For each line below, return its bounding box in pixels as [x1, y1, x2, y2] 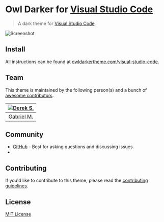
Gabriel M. [8, 113, 34, 120]
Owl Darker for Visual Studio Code [5, 4, 153, 15]
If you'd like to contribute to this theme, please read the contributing [5, 177, 148, 184]
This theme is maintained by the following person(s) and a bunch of [5, 87, 147, 93]
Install [5, 45, 25, 54]
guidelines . [5, 183, 29, 189]
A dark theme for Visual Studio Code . [17, 20, 96, 26]
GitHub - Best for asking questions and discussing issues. [12, 144, 134, 150]
